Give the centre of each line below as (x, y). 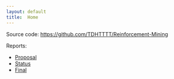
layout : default (26, 12)
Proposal (26, 57)
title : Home (22, 17)
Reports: (17, 46)
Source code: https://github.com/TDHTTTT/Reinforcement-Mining (87, 34)
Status (23, 64)
